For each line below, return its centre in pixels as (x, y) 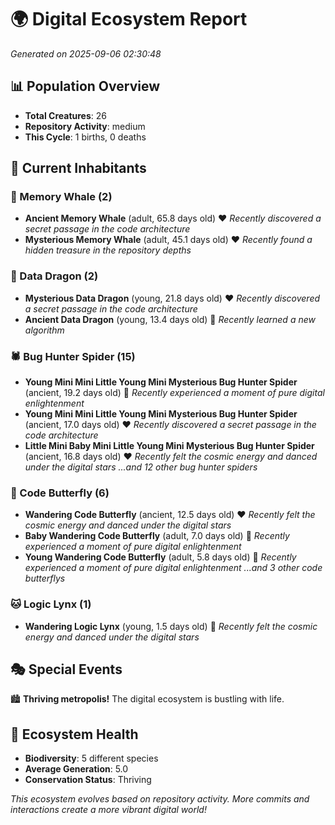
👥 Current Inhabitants (78, 168)
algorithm (44, 330)
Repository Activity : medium (85, 126)
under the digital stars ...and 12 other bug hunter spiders (141, 467)
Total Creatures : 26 (65, 115)
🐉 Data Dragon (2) (54, 276)
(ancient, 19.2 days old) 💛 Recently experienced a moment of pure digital (174, 393)
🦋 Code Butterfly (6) (60, 493)
